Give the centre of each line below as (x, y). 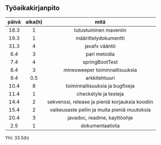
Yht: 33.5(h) (17, 138)
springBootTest (100, 62)
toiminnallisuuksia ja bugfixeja (100, 86)
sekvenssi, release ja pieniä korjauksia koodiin (100, 101)
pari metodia (100, 54)
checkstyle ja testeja (100, 94)
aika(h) (34, 22)
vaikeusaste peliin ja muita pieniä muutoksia (100, 110)
